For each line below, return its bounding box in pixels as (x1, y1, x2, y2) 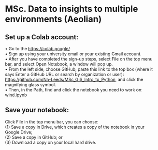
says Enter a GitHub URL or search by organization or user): (5, 72, 124, 77)
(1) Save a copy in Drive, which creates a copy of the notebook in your (5, 124, 145, 130)
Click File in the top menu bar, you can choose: (5, 119, 99, 124)
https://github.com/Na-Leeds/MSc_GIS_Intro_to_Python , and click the (5, 76, 144, 82)
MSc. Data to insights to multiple (5, 3, 138, 15)
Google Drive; (5, 129, 33, 135)
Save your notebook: (5, 106, 69, 114)
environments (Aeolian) (5, 14, 102, 25)
